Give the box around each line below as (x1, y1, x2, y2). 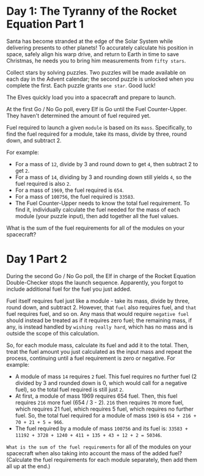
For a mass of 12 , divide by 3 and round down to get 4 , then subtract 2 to (15, 160, 199, 167)
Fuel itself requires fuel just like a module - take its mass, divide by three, (6, 297, 190, 304)
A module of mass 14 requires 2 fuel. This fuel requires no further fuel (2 (15, 373, 197, 380)
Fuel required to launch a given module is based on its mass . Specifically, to (6, 123, 192, 131)
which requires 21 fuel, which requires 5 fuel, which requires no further (15, 405, 194, 412)
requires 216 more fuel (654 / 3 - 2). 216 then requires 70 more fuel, (15, 398, 184, 406)
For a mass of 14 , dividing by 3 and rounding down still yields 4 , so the (15, 173, 192, 181)
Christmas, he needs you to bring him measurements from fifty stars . (6, 57, 186, 64)
